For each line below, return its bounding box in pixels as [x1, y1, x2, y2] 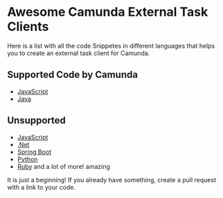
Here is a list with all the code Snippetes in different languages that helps [7, 41, 215, 50]
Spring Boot [17, 148, 52, 156]
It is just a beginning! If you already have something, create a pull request [7, 175, 217, 184]
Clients [7, 19, 49, 34]
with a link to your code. [7, 183, 76, 191]
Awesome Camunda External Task [7, 4, 208, 20]
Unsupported [7, 115, 66, 126]
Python [17, 155, 38, 163]
